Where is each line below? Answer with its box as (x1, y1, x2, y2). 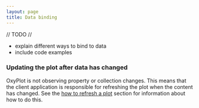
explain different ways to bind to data (14, 42, 106, 50)
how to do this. (6, 96, 43, 103)
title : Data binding (6, 14, 58, 20)
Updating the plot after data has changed (6, 63, 128, 72)
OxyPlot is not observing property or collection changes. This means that (6, 77, 186, 84)
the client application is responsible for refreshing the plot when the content (6, 83, 193, 90)
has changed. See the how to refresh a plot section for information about (6, 90, 186, 97)
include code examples (14, 48, 72, 55)
